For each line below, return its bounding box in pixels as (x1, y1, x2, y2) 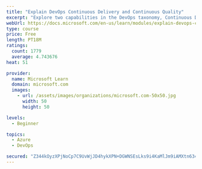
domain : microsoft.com (11, 81, 69, 88)
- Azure (11, 137, 31, 143)
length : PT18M (6, 37, 42, 43)
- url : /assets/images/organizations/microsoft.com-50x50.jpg (17, 93, 176, 99)
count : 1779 (11, 48, 42, 54)
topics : (6, 131, 26, 138)
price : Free (6, 31, 36, 37)
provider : (6, 70, 31, 76)
